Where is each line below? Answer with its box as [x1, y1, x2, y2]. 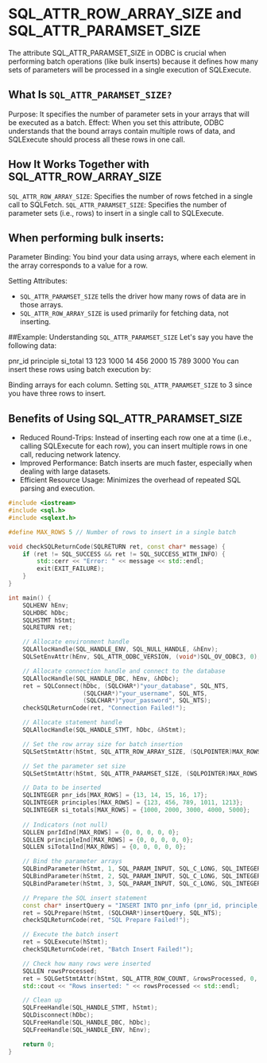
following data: [8, 341, 57, 350]
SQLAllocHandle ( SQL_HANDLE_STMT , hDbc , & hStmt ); [22, 726, 187, 734]
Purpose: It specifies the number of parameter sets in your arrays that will [8, 109, 250, 119]
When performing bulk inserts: [8, 231, 164, 244]
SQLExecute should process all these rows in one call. [8, 135, 185, 144]
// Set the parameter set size [22, 762, 126, 770]
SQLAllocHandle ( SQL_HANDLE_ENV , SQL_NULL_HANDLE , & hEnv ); [22, 646, 219, 654]
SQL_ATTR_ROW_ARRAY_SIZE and [8, 5, 242, 23]
